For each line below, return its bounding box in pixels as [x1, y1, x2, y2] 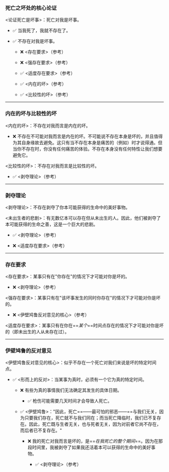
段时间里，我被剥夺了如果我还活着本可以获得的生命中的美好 [27, 444, 151, 450]
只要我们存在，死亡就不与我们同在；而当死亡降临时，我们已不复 [24, 415, 157, 421]
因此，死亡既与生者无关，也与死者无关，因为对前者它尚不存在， [29, 421, 161, 427]
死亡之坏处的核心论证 [5, 4, 57, 11]
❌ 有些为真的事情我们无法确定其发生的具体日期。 [20, 387, 122, 393]
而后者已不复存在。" [20, 427, 62, 433]
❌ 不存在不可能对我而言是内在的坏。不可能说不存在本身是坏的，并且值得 [12, 133, 163, 139]
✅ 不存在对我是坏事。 [12, 38, 58, 44]
